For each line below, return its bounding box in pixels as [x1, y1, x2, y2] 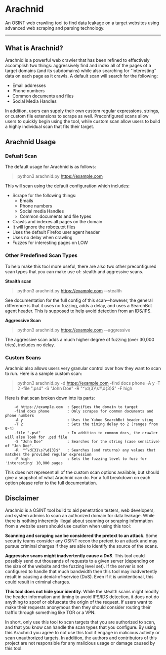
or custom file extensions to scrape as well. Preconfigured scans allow [5, 113, 149, 119]
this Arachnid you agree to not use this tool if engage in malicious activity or [5, 629, 160, 635]
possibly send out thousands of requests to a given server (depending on [5, 558, 155, 564]
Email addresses [12, 82, 46, 88]
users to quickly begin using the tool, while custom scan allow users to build [5, 118, 161, 124]
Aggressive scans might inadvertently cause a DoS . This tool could [5, 552, 145, 559]
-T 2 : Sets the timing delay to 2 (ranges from [14, 422, 158, 427]
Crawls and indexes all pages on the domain [12, 219, 103, 225]
